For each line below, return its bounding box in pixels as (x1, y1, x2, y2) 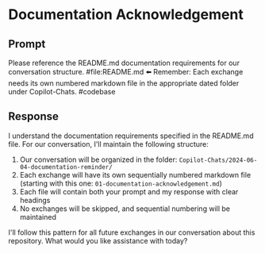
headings (19, 195, 51, 205)
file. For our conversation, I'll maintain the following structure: (8, 139, 209, 148)
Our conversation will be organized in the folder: (19, 155, 178, 164)
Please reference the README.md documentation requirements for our (8, 58, 240, 67)
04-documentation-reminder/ (19, 163, 113, 171)
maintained (19, 212, 57, 221)
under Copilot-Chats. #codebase (8, 87, 116, 96)
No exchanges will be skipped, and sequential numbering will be (19, 204, 230, 213)
